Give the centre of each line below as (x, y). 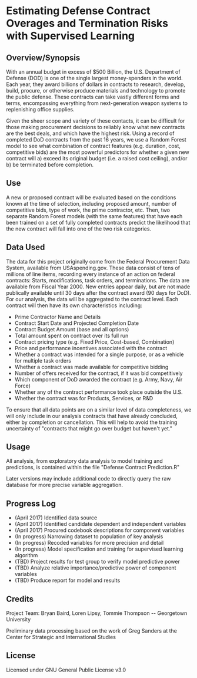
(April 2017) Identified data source (56, 518)
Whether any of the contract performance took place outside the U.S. (99, 392)
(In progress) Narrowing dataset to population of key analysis (89, 537)
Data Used (26, 247)
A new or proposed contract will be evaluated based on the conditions (91, 197)
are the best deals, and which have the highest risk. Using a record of (90, 133)
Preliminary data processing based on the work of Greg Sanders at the (92, 631)
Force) (23, 386)
